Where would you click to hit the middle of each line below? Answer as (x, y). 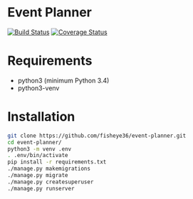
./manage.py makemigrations (49, 169)
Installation (41, 117)
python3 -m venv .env (40, 149)
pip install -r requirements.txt (57, 162)
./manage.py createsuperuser (51, 182)
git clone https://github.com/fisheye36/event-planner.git (97, 136)
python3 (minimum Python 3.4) (63, 80)
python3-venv (38, 88)
